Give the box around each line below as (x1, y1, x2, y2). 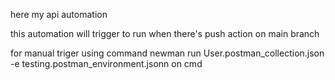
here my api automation (10, 9, 108, 20)
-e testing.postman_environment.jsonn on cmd (10, 58, 203, 69)
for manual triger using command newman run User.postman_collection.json (10, 47, 325, 59)
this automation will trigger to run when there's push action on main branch (10, 28, 320, 39)
